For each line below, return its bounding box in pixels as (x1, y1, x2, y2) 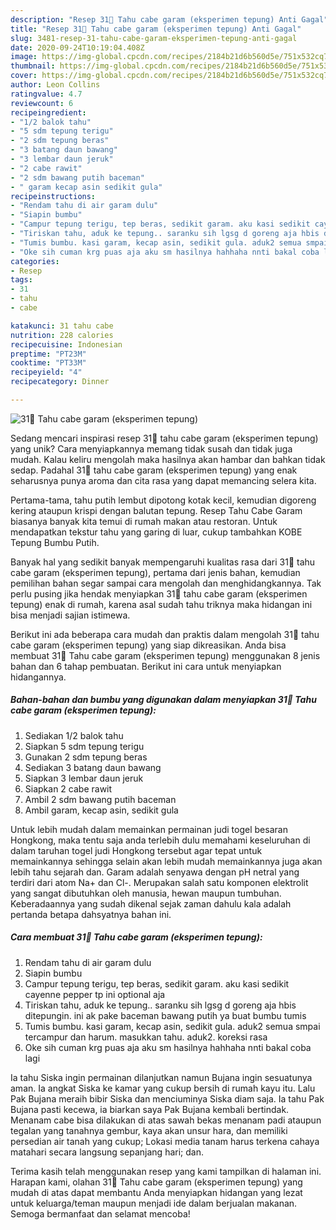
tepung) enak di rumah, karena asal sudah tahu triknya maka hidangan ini (10, 598, 313, 610)
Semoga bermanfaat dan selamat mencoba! (10, 1207, 191, 1220)
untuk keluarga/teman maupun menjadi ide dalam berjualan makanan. (10, 1197, 298, 1209)
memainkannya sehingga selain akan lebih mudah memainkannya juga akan (10, 855, 323, 867)
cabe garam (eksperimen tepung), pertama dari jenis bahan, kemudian (10, 566, 301, 578)
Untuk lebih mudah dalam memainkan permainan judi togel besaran (10, 823, 288, 835)
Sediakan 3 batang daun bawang (24, 761, 162, 773)
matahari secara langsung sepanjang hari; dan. (10, 1146, 204, 1158)
